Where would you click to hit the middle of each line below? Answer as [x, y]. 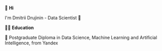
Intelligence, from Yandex [31, 43]
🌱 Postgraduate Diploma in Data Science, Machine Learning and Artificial [81, 37]
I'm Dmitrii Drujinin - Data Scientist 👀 [43, 18]
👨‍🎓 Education [19, 28]
